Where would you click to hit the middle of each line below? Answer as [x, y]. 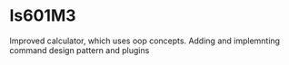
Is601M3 [43, 16]
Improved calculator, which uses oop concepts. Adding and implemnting [144, 41]
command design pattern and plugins [80, 50]
